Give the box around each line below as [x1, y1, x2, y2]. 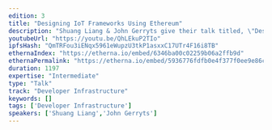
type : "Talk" [8, 79, 53, 87]
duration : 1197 [8, 65, 60, 73]
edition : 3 [8, 11, 45, 20]
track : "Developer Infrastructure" [8, 86, 129, 95]
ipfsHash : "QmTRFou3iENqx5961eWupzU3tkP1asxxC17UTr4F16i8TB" [8, 42, 219, 50]
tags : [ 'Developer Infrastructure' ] [8, 102, 132, 110]
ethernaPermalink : [8, 57, 70, 65]
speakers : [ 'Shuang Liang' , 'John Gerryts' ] [8, 110, 158, 118]
